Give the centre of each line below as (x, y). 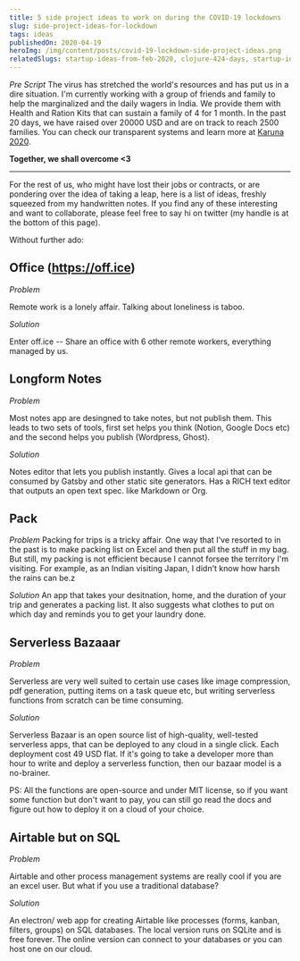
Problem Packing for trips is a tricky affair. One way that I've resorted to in (145, 540)
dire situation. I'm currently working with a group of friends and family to (142, 94)
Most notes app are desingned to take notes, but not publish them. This (141, 417)
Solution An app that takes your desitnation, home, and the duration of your (148, 595)
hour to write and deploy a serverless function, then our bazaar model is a (146, 763)
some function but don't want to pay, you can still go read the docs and (141, 800)
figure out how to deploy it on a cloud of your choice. (107, 809)
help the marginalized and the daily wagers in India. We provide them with (145, 103)
